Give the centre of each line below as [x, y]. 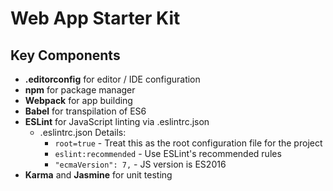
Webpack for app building [78, 100]
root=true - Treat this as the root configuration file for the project [188, 143]
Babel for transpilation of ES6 [85, 111]
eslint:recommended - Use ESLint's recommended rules [168, 153]
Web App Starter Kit [95, 18]
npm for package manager [80, 90]
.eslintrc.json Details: [83, 132]
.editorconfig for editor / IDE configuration [112, 79]
